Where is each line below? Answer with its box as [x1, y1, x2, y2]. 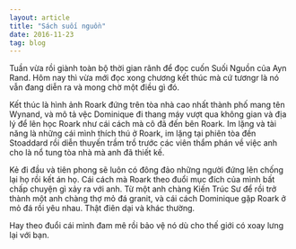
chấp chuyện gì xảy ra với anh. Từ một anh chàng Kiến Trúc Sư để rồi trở [9, 183, 277, 194]
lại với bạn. [9, 230, 49, 241]
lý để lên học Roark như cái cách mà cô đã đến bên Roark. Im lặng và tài [9, 119, 276, 129]
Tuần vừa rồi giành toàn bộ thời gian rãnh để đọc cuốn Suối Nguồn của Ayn [9, 63, 287, 74]
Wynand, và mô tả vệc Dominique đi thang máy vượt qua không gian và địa [9, 109, 287, 120]
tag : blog [9, 38, 47, 48]
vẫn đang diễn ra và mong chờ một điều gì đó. [9, 82, 180, 93]
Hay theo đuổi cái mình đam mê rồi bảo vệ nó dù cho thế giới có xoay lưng [9, 220, 284, 231]
